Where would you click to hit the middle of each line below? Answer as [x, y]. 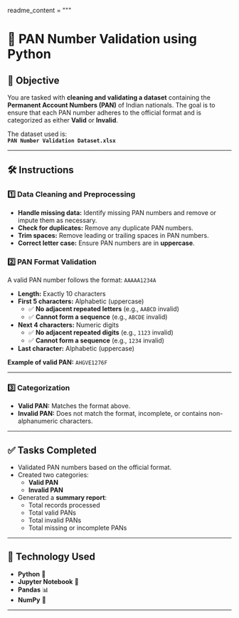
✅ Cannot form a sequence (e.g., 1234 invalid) [96, 340]
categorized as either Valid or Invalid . [63, 120]
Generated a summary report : [62, 498]
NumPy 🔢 [32, 599]
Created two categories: [53, 475]
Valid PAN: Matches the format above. [74, 406]
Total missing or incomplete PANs [78, 528]
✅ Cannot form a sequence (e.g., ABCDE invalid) [98, 317]
